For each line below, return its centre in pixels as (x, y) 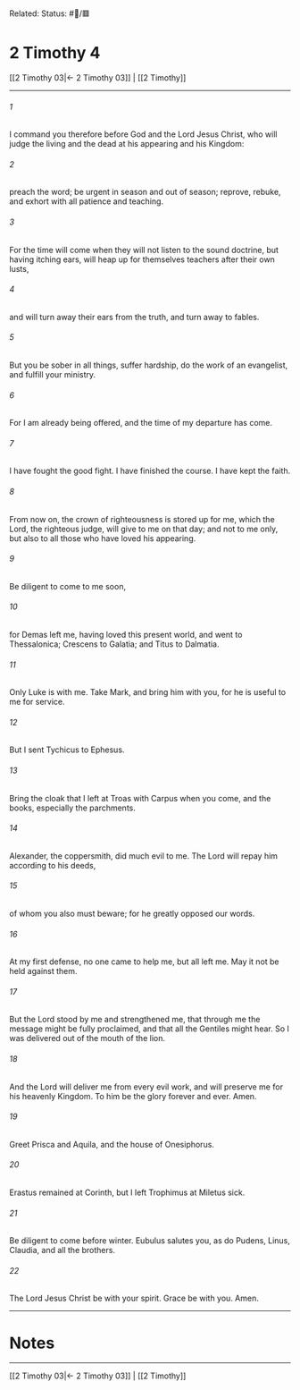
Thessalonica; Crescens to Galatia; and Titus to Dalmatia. (115, 644)
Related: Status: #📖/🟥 (50, 13)
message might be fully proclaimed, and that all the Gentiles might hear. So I (150, 1029)
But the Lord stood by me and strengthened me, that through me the (135, 1020)
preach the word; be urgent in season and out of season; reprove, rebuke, (145, 192)
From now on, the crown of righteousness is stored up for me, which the (142, 519)
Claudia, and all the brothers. (62, 1250)
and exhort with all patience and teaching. (86, 201)
